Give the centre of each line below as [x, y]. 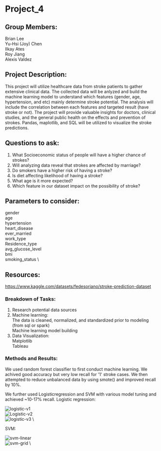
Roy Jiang [15, 54]
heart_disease [19, 228]
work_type [16, 239]
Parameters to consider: [42, 201]
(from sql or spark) [31, 325]
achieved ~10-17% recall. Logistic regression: [50, 399]
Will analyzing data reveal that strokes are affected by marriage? [76, 165]
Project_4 [24, 9]
